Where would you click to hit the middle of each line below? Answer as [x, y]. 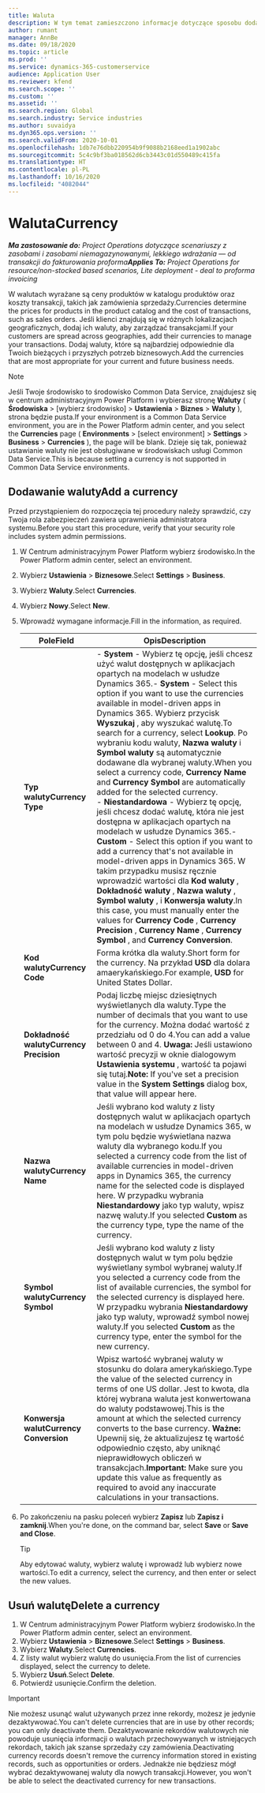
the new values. [45, 1581]
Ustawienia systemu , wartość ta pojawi [172, 1064]
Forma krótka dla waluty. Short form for [168, 953]
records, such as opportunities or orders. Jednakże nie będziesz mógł [122, 1764]
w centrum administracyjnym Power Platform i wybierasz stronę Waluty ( [127, 400]
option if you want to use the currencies [170, 693]
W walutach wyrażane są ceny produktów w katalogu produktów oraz [121, 294]
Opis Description [175, 640]
